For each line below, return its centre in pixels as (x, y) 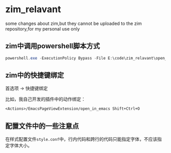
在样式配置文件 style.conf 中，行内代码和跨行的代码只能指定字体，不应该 (81, 139)
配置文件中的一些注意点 (42, 126)
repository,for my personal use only (42, 28)
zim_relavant (33, 9)
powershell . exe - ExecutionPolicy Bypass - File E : (59, 58)
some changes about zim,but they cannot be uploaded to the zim (74, 23)
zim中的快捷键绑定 (35, 75)
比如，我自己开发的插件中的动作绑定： (45, 99)
